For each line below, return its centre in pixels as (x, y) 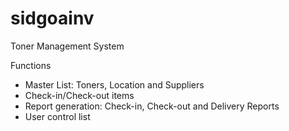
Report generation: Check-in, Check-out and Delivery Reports (152, 106)
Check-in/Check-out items (79, 95)
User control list (57, 116)
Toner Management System (67, 46)
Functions (31, 65)
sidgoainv (52, 18)
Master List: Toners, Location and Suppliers (114, 84)
